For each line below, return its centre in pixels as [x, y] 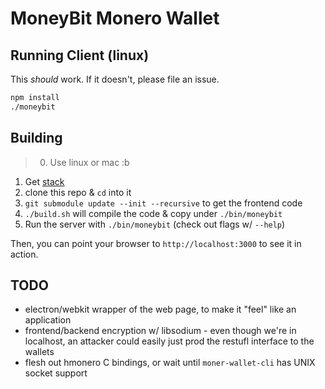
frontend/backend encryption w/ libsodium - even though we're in [160, 331]
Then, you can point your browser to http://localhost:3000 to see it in [156, 243]
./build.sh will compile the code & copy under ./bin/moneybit [153, 213]
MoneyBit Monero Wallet [115, 18]
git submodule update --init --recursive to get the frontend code [163, 203]
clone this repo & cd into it [78, 192]
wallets [39, 352]
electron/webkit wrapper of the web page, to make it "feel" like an [160, 309]
